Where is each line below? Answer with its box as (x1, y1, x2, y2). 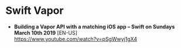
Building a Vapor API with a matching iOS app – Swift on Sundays (13, 23, 175, 30)
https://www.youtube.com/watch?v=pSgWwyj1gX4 (13, 35, 138, 42)
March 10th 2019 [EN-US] (13, 29, 77, 36)
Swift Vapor (5, 4, 64, 17)
